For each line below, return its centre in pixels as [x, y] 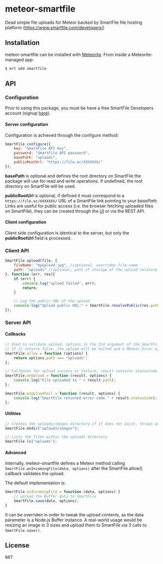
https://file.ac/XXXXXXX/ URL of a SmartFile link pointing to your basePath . [81, 200]
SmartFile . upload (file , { [31, 261]
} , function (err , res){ [30, 274]
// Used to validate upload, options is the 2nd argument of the [72, 345]
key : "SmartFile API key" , [41, 149]
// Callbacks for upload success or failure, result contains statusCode [81, 371]
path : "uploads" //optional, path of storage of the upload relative [86, 270]
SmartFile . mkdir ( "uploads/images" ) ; [42, 428]
